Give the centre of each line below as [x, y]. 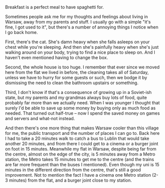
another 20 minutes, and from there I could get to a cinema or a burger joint [82, 144]
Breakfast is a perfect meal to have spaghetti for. [55, 7]
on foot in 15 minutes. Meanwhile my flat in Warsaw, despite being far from [81, 149]
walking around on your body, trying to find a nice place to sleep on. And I [80, 52]
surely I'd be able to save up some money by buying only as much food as [81, 108]
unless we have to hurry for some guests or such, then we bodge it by [76, 78]
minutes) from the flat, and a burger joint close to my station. [70, 180]
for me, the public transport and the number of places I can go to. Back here [82, 133]
